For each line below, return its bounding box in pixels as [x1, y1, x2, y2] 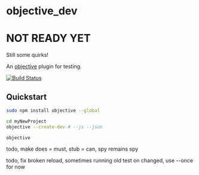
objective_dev [6, 4, 78, 18]
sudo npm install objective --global [6, 108, 100, 113]
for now [6, 163, 26, 171]
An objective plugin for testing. [6, 63, 82, 70]
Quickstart [6, 91, 47, 102]
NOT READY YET [6, 32, 91, 45]
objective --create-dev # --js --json [6, 124, 103, 130]
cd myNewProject [6, 118, 47, 124]
